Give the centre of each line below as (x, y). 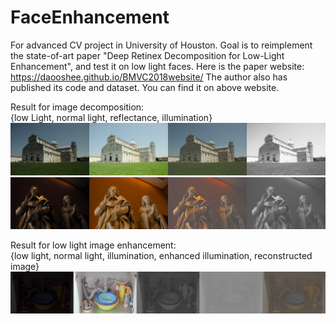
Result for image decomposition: (77, 107)
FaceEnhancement (90, 17)
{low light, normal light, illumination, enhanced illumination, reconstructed (161, 256)
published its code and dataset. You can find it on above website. (145, 87)
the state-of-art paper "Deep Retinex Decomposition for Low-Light (147, 55)
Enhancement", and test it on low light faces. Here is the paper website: (157, 66)
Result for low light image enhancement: (93, 245)
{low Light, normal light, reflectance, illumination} (111, 117)
